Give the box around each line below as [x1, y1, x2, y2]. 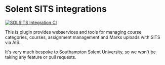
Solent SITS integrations [5, 3, 107, 15]
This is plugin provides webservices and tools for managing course [5, 29, 142, 35]
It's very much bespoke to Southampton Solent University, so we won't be [5, 49, 156, 55]
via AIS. [5, 39, 21, 45]
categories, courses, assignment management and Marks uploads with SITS [5, 34, 161, 40]
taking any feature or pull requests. [5, 54, 77, 60]
